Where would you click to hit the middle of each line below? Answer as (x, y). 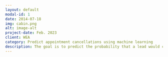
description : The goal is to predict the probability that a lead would (82, 47)
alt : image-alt (21, 28)
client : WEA (17, 38)
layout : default (22, 10)
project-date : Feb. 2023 (31, 33)
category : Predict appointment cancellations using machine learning (79, 42)
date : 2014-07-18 (23, 19)
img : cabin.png (21, 24)
